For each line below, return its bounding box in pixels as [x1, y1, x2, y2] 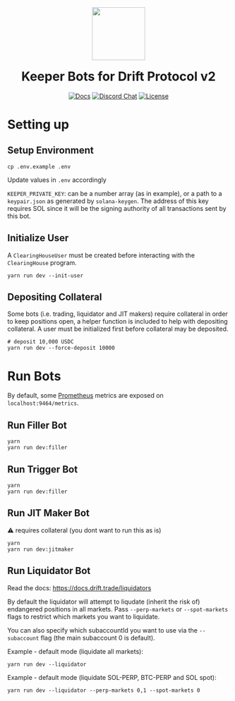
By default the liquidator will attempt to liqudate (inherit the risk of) [7, 597, 200, 606]
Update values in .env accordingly [7, 176, 107, 184]
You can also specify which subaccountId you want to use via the [7, 626, 198, 634]
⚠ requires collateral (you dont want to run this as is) [7, 525, 162, 535]
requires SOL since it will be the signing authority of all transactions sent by [7, 204, 227, 212]
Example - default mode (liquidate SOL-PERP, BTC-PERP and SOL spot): [7, 673, 217, 681]
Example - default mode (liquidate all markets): [7, 647, 143, 655]
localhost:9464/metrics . [7, 398, 79, 408]
